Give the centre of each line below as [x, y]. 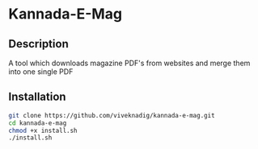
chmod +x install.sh [43, 130]
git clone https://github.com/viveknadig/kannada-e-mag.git [112, 115]
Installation [37, 97]
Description [38, 44]
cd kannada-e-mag [38, 123]
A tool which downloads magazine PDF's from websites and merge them [129, 63]
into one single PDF [41, 72]
